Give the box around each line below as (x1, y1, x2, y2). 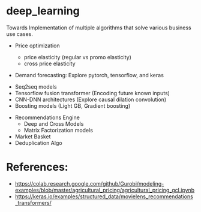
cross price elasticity (23, 60, 76, 67)
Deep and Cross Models (23, 120, 84, 127)
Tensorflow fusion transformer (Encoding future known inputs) (14, 89, 170, 96)
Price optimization (14, 42, 60, 49)
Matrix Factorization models (23, 126, 93, 134)
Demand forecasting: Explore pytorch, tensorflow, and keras (14, 71, 164, 78)
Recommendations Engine (14, 114, 80, 121)
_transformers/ (14, 199, 52, 206)
